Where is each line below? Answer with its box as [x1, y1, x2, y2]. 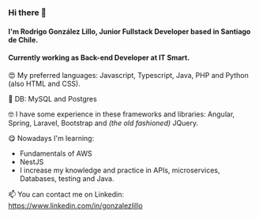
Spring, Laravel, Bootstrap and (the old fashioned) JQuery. [8, 118, 199, 127]
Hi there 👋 [8, 7, 47, 18]
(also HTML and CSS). [8, 79, 81, 88]
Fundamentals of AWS [19, 149, 92, 158]
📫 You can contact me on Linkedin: [8, 189, 125, 199]
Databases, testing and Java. [19, 173, 114, 183]
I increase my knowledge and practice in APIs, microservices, [19, 165, 220, 175]
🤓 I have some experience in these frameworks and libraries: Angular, [8, 109, 235, 119]
